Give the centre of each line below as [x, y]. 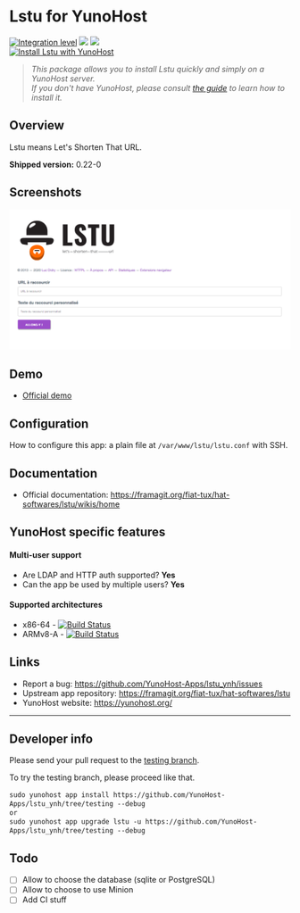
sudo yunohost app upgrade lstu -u [75, 822]
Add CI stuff [44, 900]
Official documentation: [65, 495]
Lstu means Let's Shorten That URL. [76, 147]
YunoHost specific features [87, 532]
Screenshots [46, 192]
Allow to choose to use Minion [78, 890]
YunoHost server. [63, 79]
